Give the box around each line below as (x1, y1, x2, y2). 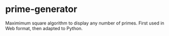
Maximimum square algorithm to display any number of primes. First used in (5, 20, 164, 26)
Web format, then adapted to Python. (5, 25, 83, 31)
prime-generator (5, 3, 78, 15)
